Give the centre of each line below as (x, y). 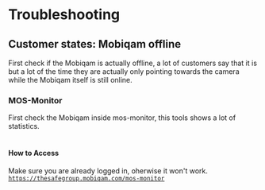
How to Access (34, 153)
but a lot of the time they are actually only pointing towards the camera (124, 72)
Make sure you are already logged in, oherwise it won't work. (108, 171)
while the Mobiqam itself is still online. (70, 80)
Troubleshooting (64, 15)
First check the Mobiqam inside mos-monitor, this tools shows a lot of (122, 118)
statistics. (24, 126)
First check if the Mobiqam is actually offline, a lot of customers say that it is (133, 63)
